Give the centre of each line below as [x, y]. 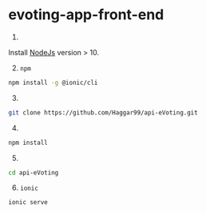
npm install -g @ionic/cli [53, 82]
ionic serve [28, 203]
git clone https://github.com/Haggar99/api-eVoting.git [103, 113]
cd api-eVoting [34, 173]
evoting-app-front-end [86, 15]
